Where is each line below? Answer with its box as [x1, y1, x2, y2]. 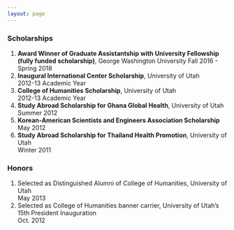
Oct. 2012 [17, 216, 45, 224]
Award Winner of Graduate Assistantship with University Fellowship [17, 49, 219, 57]
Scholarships [7, 33, 54, 43]
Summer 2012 [17, 108, 58, 117]
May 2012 [17, 123, 46, 131]
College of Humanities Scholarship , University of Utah [17, 86, 177, 94]
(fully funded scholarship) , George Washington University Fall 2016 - [17, 57, 219, 65]
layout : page [7, 10, 45, 17]
